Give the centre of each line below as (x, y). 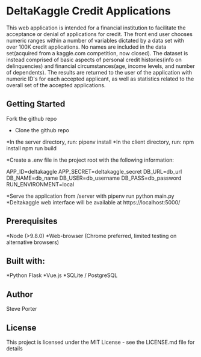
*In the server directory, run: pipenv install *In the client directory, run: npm (100, 142)
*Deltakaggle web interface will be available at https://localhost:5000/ (93, 202)
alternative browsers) (32, 242)
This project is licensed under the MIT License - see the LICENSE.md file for (100, 342)
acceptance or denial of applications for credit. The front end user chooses (99, 34)
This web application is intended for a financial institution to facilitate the (96, 28)
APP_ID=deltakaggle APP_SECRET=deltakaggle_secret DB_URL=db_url (94, 171)
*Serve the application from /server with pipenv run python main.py (90, 196)
